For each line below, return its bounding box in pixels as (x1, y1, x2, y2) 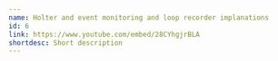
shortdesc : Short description (8, 38, 124, 48)
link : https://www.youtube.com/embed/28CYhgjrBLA (8, 30, 201, 39)
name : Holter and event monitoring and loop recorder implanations (8, 13, 270, 22)
